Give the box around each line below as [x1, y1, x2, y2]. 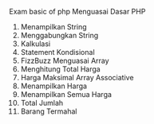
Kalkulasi [20, 39, 51, 48]
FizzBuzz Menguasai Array [20, 56, 110, 65]
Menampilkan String [20, 22, 87, 31]
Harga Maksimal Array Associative [20, 73, 134, 82]
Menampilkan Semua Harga [20, 90, 113, 99]
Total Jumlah [20, 99, 64, 107]
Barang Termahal [20, 107, 77, 116]
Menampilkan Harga [20, 81, 87, 91]
